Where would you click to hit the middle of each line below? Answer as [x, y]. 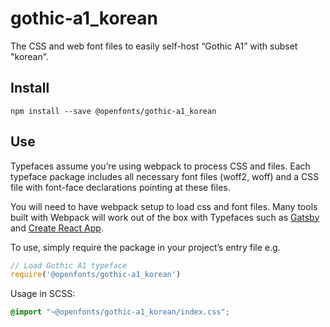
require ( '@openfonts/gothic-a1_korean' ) [96, 275]
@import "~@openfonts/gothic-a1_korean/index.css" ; [120, 312]
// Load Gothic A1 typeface [69, 265]
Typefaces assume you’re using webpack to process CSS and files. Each [160, 166]
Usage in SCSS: [43, 294]
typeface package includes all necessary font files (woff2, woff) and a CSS [165, 176]
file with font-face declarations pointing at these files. [120, 187]
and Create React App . [57, 228]
